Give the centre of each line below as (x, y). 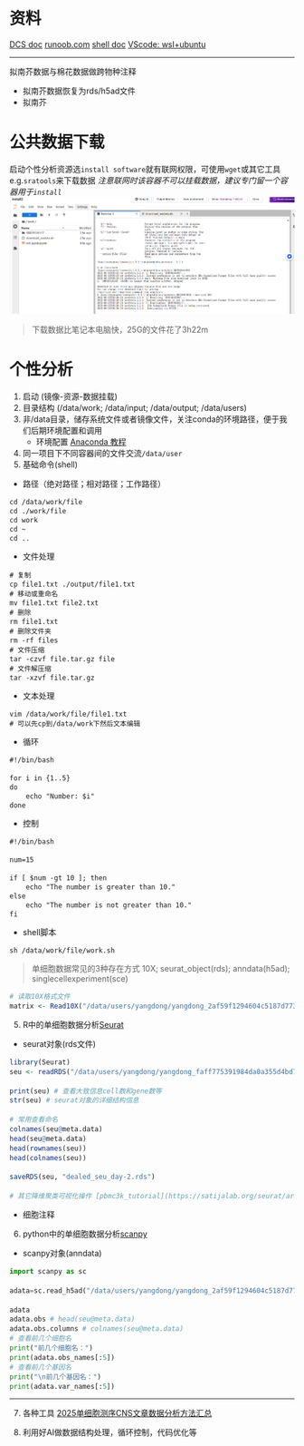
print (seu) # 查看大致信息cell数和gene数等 (86, 1091)
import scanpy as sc (48, 1272)
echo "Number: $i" (60, 796)
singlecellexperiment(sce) (80, 979)
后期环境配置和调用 (66, 431)
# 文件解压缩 (30, 669)
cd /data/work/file (46, 503)
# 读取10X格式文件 (40, 997)
